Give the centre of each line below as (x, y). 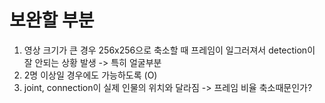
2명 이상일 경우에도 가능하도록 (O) (90, 75)
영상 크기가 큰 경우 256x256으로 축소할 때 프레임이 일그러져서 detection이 (169, 50)
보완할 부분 (52, 20)
